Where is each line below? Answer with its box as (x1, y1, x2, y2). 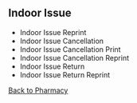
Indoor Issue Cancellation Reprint (19, 53, 130, 62)
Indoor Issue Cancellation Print (19, 44, 121, 54)
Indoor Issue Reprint (19, 27, 87, 37)
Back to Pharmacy (8, 85, 68, 95)
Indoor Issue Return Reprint (19, 69, 111, 79)
